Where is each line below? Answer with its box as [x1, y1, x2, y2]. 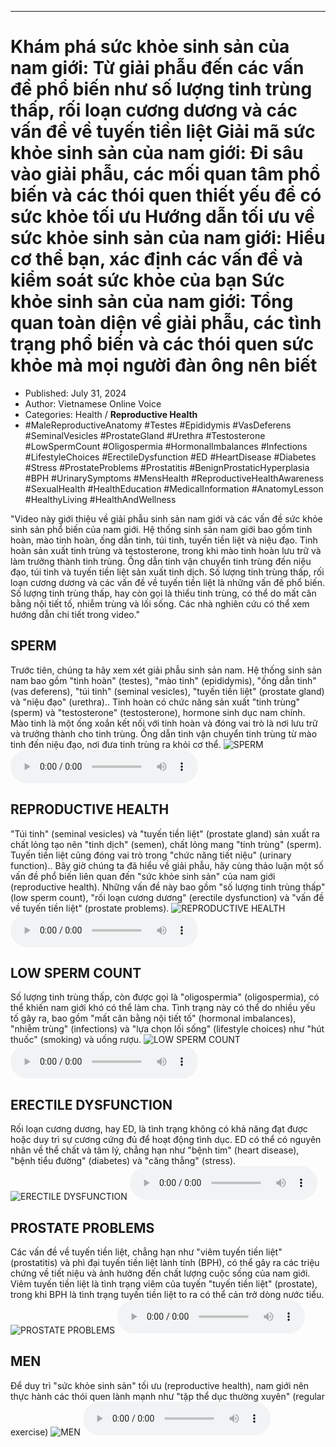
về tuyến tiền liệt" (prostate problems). [10, 902, 170, 914]
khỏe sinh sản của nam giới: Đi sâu [10, 142, 304, 165]
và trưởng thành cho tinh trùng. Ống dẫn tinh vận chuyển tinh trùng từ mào [10, 727, 318, 740]
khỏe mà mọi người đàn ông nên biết [10, 354, 318, 377]
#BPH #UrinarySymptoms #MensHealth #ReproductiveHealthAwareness [24, 472, 324, 484]
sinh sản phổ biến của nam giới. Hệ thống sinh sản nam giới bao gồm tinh [10, 523, 313, 535]
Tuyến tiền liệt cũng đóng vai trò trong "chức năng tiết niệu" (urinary [10, 849, 292, 861]
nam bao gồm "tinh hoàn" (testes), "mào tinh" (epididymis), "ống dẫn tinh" [10, 674, 317, 686]
